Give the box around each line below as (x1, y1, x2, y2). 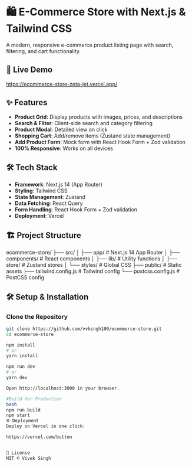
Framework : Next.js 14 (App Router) (14, 181, 103, 188)
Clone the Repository (6, 312, 68, 321)
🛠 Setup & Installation (6, 292, 89, 302)
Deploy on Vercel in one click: (6, 423, 85, 429)
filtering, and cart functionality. (6, 47, 81, 54)
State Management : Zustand (14, 194, 85, 201)
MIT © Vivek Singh (6, 455, 51, 461)
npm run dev (6, 364, 35, 370)
